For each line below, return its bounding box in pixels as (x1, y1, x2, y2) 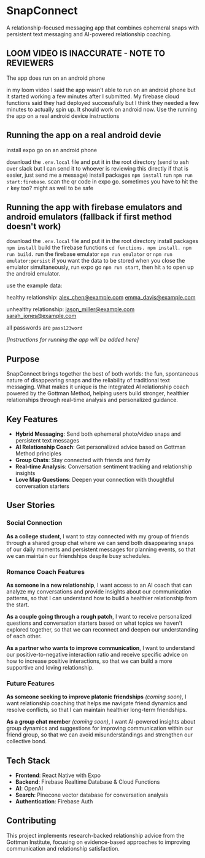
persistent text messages (15, 437, 80, 444)
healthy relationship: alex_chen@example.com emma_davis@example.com (6, 294, 196, 301)
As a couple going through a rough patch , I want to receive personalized (6, 613, 192, 620)
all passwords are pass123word (6, 324, 83, 331)
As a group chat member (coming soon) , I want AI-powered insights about (6, 718, 196, 725)
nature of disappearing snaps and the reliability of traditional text (6, 377, 170, 384)
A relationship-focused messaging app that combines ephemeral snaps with (6, 24, 199, 31)
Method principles (15, 450, 61, 457)
